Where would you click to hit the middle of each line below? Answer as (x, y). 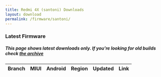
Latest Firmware (26, 36)
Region (79, 69)
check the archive (24, 53)
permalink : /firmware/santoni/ (38, 19)
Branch (17, 69)
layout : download (23, 14)
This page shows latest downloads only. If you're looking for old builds (81, 48)
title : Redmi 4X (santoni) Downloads (45, 10)
